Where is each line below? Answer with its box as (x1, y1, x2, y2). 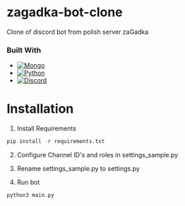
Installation (6, 101, 74, 117)
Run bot (16, 178, 40, 187)
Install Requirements (16, 124, 77, 133)
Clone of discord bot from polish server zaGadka (6, 28, 149, 36)
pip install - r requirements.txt (6, 138, 105, 145)
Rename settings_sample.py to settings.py (16, 164, 141, 173)
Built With (6, 45, 42, 55)
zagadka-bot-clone (6, 4, 123, 20)
